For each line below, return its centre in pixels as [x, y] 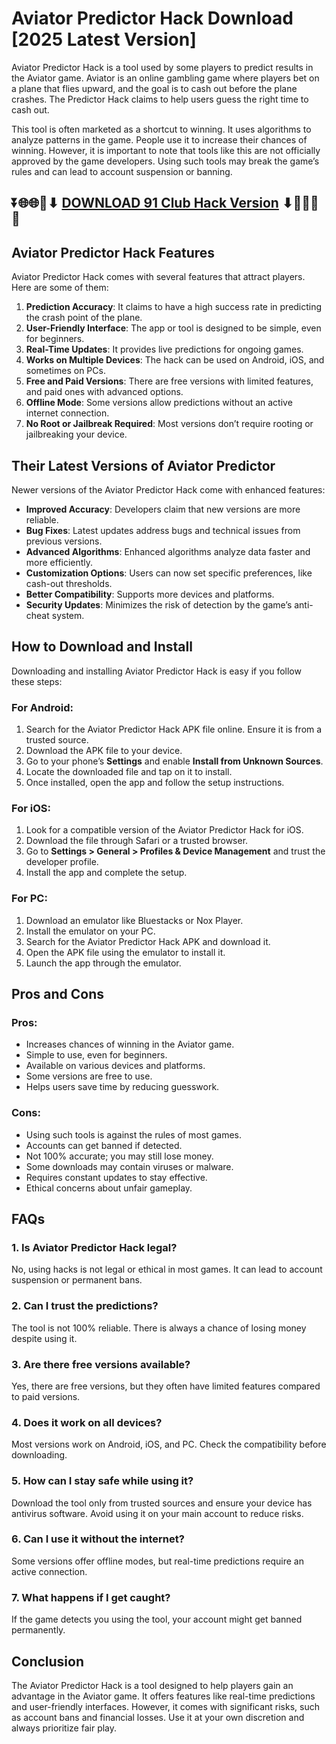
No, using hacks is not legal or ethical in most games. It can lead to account [167, 1269]
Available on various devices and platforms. [115, 1066]
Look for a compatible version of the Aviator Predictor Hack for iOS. [164, 830]
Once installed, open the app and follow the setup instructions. [155, 783]
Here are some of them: [60, 288]
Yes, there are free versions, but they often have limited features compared [166, 1386]
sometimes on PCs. [65, 371]
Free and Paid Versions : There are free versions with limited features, [169, 381]
